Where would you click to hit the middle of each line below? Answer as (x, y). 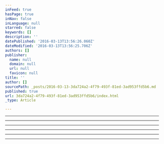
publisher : (16, 55)
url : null (19, 69)
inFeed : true (18, 10)
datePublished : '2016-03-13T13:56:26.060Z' (50, 41)
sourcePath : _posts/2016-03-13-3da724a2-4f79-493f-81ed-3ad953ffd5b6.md (81, 87)
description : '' (21, 37)
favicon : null (24, 73)
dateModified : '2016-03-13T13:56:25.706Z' (49, 46)
